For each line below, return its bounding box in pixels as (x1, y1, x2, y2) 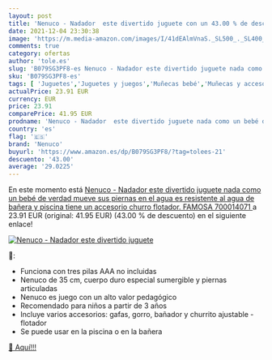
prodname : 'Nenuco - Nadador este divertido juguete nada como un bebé (8, 118, 259, 126)
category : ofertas (8, 49, 70, 58)
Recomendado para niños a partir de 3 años (19, 301, 168, 311)
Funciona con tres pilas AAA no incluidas (19, 267, 157, 276)
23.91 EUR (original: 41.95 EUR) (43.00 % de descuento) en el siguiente (8, 211, 247, 221)
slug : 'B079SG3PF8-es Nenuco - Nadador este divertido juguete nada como (8, 65, 263, 73)
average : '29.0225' (8, 163, 74, 171)
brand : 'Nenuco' (8, 139, 63, 148)
